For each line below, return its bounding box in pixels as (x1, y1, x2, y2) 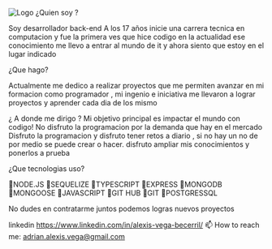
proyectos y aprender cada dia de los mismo (8, 98, 158, 107)
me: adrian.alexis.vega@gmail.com (8, 232, 126, 241)
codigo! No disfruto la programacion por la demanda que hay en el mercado (8, 122, 262, 131)
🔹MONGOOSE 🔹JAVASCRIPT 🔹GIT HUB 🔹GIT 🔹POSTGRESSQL (8, 188, 218, 198)
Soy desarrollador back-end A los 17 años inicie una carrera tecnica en (8, 24, 245, 32)
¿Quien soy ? (35, 8, 79, 17)
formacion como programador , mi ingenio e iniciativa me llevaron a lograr (8, 89, 256, 99)
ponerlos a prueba (8, 148, 71, 157)
